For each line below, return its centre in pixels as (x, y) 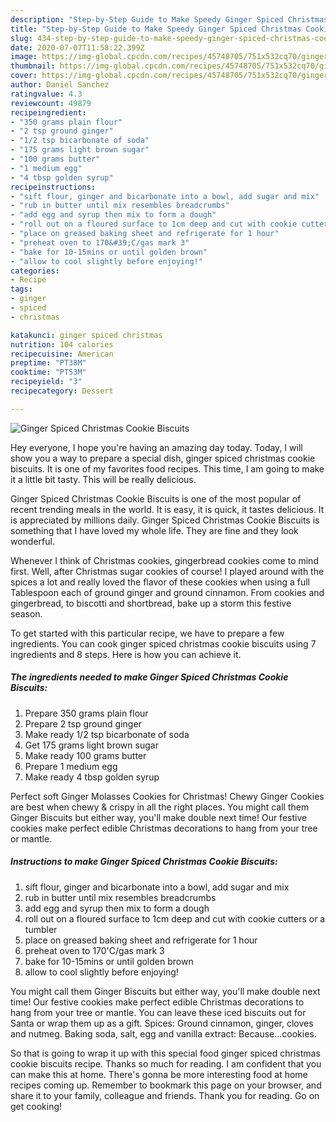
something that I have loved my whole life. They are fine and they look (154, 530)
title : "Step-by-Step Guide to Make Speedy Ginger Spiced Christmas (156, 29)
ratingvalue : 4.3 (46, 94)
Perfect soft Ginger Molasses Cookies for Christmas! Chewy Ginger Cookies (167, 796)
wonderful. (32, 541)
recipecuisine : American (62, 354)
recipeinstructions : (53, 187)
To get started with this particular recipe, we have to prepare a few (147, 633)
